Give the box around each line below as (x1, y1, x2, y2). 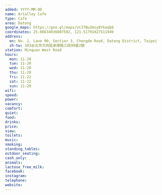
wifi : (5, 88, 16, 93)
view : (5, 129, 16, 134)
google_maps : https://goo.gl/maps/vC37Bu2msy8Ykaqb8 (5, 25, 114, 30)
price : (5, 124, 18, 129)
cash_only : (5, 155, 27, 160)
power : (5, 97, 18, 102)
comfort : (5, 106, 23, 111)
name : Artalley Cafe (5, 12, 47, 16)
